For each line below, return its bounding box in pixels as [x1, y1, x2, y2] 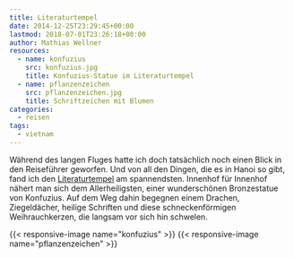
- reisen [17, 113, 50, 122]
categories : [9, 105, 54, 114]
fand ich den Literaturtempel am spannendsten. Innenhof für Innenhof [9, 173, 268, 184]
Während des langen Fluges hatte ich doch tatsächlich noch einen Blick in [9, 154, 282, 165]
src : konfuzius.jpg [25, 64, 99, 73]
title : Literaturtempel [9, 13, 99, 22]
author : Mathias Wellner [9, 38, 102, 47]
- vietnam [17, 130, 54, 139]
